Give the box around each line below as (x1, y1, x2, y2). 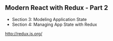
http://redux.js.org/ (5, 31, 42, 36)
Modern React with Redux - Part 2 (5, 4, 108, 12)
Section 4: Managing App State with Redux (12, 21, 97, 27)
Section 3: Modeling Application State (12, 16, 87, 22)
